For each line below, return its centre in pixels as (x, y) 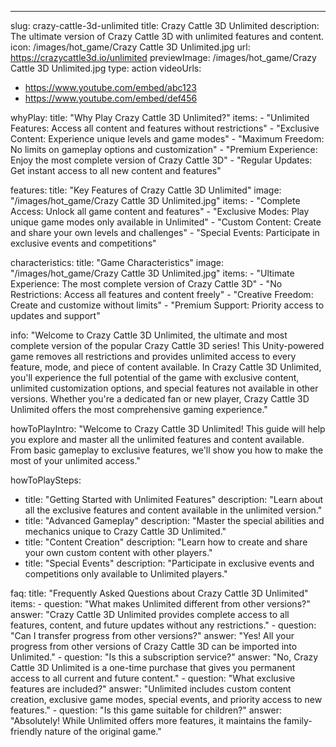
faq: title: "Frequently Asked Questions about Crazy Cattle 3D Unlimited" (159, 593)
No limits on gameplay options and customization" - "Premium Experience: (164, 149)
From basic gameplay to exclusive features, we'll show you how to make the (167, 450)
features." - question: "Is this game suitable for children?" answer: (146, 710)
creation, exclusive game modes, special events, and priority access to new (166, 699)
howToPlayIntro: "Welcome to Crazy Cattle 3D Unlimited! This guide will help (168, 429)
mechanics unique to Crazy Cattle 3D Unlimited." (125, 531)
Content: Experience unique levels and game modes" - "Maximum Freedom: (167, 139)
